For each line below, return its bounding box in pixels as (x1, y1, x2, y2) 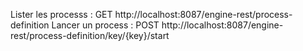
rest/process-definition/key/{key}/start (10, 30, 170, 41)
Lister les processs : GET (10, 9, 113, 20)
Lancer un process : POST (51, 19, 160, 31)
